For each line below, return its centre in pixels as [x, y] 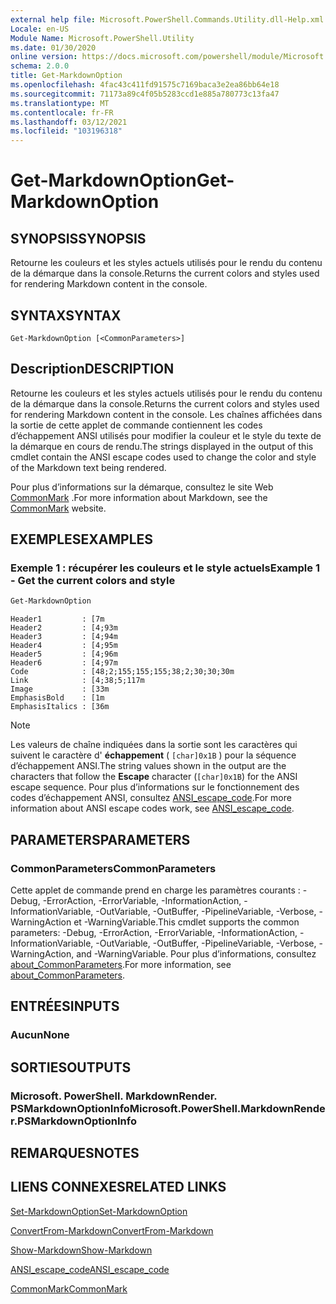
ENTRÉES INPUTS [65, 1006]
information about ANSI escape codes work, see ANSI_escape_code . [152, 808]
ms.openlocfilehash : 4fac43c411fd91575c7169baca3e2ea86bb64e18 [145, 85]
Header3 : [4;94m [64, 637]
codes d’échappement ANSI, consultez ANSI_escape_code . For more [151, 798]
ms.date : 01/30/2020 [53, 47]
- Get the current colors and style [93, 581]
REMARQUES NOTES [75, 1153]
